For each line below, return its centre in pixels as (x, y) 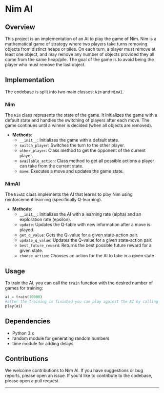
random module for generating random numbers (61, 338)
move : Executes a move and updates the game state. (72, 171)
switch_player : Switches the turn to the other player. (72, 145)
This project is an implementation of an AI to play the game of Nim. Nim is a (81, 39)
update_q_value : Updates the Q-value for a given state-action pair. (86, 240)
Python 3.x (23, 333)
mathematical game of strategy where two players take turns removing (76, 44)
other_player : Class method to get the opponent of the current (82, 150)
